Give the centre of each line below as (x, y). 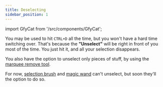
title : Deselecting (26, 10)
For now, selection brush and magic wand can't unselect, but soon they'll (81, 73)
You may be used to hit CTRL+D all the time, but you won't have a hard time (81, 38)
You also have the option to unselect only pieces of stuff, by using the (77, 58)
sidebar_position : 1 (27, 14)
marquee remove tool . (28, 64)
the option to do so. (25, 79)
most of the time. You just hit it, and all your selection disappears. (73, 49)
